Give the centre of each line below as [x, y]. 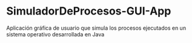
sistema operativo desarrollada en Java [55, 34]
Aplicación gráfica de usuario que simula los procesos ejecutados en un [96, 28]
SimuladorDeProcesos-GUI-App [89, 11]
